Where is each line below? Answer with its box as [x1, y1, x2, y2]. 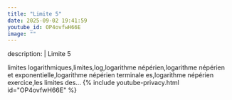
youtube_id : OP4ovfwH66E [7, 23, 81, 30]
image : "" [7, 30, 37, 38]
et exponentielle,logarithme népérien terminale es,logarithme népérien [7, 71, 214, 79]
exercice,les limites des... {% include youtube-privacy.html [7, 79, 179, 87]
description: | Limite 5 [7, 50, 71, 58]
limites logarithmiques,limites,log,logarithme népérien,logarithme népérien [7, 63, 226, 72]
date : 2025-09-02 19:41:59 [7, 17, 88, 24]
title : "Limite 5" [7, 10, 62, 18]
